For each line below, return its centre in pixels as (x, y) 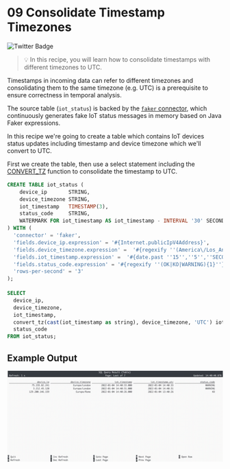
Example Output (42, 358)
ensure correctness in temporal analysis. (64, 95)
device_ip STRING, (55, 192)
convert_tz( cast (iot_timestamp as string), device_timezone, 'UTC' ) (113, 322)
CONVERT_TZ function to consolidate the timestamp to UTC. (92, 171)
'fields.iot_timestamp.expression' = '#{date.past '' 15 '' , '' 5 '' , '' (113, 257)
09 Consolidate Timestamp (86, 13)
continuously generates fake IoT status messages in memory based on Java (114, 115)
